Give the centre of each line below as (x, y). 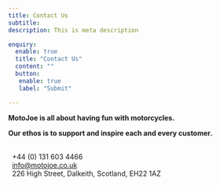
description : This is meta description (73, 30)
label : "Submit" (45, 88)
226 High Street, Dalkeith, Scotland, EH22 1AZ (86, 173)
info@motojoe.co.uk (44, 165)
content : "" (35, 67)
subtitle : (24, 23)
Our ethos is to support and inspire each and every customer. (110, 133)
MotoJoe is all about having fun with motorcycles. (92, 117)
